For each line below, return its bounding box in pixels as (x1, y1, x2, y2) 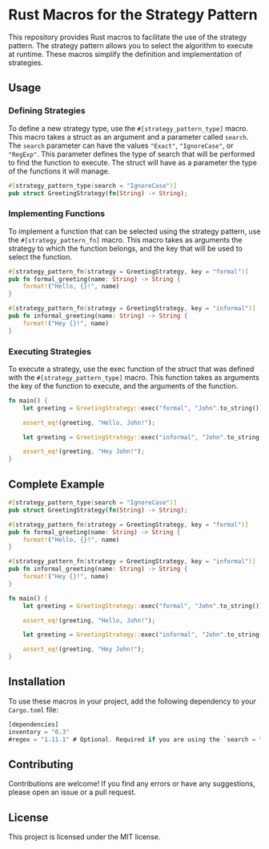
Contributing (8, 757, 74, 771)
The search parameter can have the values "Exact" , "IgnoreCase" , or (8, 141, 234, 150)
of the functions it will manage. (8, 166, 110, 176)
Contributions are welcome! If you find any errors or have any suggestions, (8, 779, 255, 789)
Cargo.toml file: (8, 704, 58, 714)
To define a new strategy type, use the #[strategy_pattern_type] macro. (8, 123, 248, 133)
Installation (8, 675, 66, 688)
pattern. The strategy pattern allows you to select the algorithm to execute (8, 40, 254, 50)
